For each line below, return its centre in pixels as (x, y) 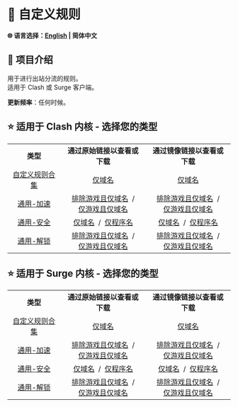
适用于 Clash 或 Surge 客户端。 (52, 87)
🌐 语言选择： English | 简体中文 (52, 35)
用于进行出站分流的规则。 (45, 78)
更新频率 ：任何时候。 (38, 102)
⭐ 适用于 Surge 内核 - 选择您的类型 (83, 273)
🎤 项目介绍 (30, 60)
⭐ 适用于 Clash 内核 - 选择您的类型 (83, 127)
